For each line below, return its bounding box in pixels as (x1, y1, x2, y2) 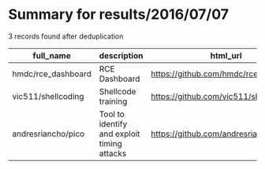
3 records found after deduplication (8, 31, 124, 41)
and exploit (99, 128, 140, 139)
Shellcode (99, 86, 136, 97)
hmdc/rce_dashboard (12, 68, 92, 79)
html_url (210, 50, 242, 61)
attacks (99, 148, 127, 159)
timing (99, 138, 122, 149)
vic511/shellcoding (12, 90, 84, 101)
